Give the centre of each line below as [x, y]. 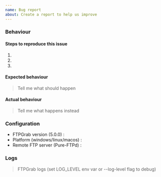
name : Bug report [23, 10]
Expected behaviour [27, 77]
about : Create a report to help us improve [51, 14]
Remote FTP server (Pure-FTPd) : [47, 145]
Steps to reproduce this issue [36, 44]
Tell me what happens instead [48, 111]
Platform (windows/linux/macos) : [47, 140]
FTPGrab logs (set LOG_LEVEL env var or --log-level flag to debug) [87, 169]
